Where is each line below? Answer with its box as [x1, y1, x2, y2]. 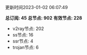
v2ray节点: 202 [12, 25, 44, 31]
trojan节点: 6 [12, 44, 39, 50]
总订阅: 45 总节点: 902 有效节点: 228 [5, 15, 82, 21]
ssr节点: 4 [12, 38, 34, 44]
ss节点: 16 [12, 32, 34, 37]
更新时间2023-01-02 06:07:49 [5, 4, 68, 10]
